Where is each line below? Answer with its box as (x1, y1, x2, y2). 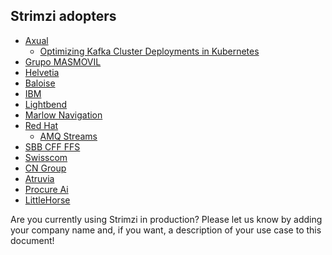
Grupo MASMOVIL (24, 55, 102, 68)
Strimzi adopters (10, 8, 117, 25)
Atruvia (24, 172, 55, 184)
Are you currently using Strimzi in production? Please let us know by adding (10, 213, 323, 225)
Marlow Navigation (24, 109, 103, 121)
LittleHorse (24, 194, 71, 206)
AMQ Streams (39, 130, 98, 142)
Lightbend (24, 98, 68, 110)
